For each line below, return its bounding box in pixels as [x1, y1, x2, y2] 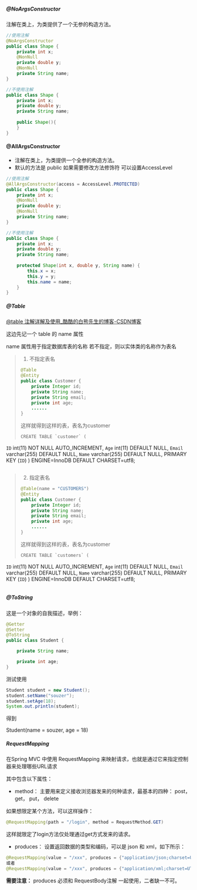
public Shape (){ [16, 120, 57, 125]
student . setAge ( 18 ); [6, 698, 57, 704]
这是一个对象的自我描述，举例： [6, 609, 83, 616]
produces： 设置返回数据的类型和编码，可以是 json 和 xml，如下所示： [14, 843, 186, 850]
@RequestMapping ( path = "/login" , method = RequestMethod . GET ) [6, 819, 164, 826]
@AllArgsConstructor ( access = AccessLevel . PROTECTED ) [6, 181, 141, 187]
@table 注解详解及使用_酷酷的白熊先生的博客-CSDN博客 [6, 318, 142, 325]
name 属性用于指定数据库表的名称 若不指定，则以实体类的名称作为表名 [6, 343, 177, 350]
